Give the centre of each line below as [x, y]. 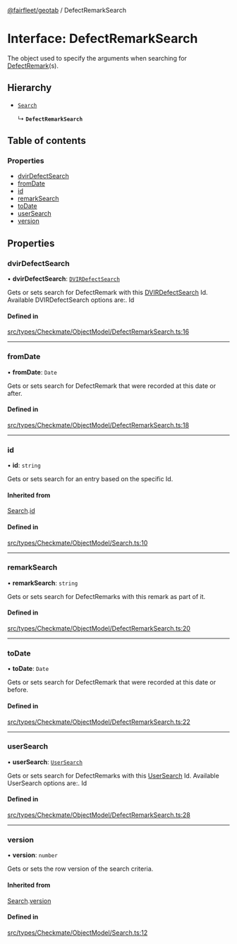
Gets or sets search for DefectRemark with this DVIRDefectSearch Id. [108, 293]
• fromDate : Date [32, 372]
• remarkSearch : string [43, 583]
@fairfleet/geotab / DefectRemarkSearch [67, 10]
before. [18, 690]
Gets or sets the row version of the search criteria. [80, 869]
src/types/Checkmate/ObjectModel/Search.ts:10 [78, 543]
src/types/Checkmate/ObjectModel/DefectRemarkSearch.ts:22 [99, 722]
